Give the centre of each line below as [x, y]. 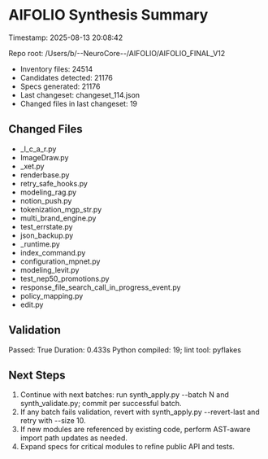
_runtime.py [40, 244]
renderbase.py [45, 175]
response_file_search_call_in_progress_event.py [100, 287]
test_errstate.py [46, 226]
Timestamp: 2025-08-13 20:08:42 [66, 37]
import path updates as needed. [74, 438]
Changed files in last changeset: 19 [79, 103]
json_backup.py [47, 235]
